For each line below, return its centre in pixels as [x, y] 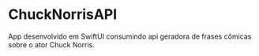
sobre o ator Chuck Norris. [51, 44]
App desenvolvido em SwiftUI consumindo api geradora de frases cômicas [130, 36]
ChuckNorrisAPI [63, 15]
